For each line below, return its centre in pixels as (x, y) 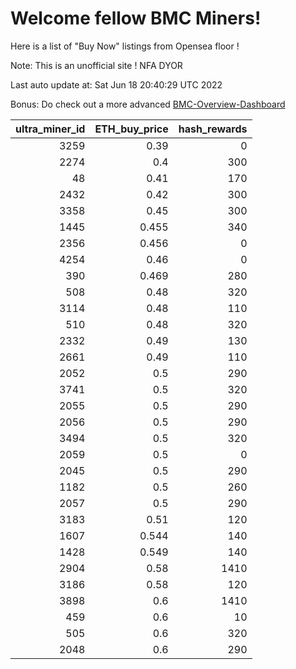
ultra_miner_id (50, 129)
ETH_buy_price (131, 129)
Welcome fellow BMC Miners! (136, 18)
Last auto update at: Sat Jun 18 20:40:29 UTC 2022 (116, 84)
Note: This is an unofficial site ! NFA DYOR (96, 65)
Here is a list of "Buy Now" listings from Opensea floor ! (125, 46)
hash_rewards (213, 129)
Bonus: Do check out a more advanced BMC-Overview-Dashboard (148, 104)
